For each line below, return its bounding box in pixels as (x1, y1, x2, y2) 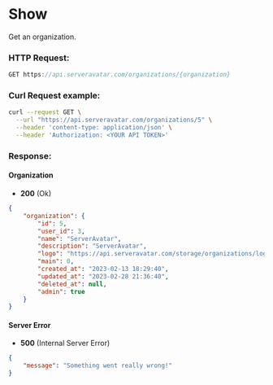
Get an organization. (8, 32, 76, 42)
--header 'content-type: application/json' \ (15, 124, 173, 132)
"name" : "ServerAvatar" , (37, 234, 122, 243)
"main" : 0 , (37, 257, 75, 265)
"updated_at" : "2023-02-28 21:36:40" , (37, 272, 169, 281)
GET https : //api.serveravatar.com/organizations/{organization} (8, 71, 231, 79)
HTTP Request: (8, 52, 70, 63)
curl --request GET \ (8, 108, 82, 116)
